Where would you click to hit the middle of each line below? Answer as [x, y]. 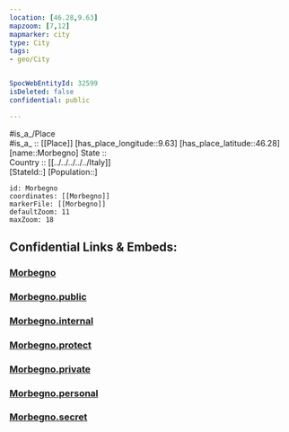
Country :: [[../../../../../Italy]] [60, 162]
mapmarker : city [39, 34]
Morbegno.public [48, 296]
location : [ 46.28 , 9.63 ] [54, 18]
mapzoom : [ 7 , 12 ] [39, 26]
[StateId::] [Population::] [53, 172]
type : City [30, 43]
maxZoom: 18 [31, 220]
